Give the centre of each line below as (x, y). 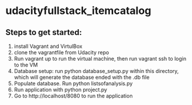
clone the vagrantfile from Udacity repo (61, 52)
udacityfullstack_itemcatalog (78, 11)
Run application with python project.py (61, 90)
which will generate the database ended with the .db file (82, 77)
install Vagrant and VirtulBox (48, 46)
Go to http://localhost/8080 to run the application (73, 96)
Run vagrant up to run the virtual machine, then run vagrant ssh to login (100, 59)
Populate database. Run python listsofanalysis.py (73, 83)
